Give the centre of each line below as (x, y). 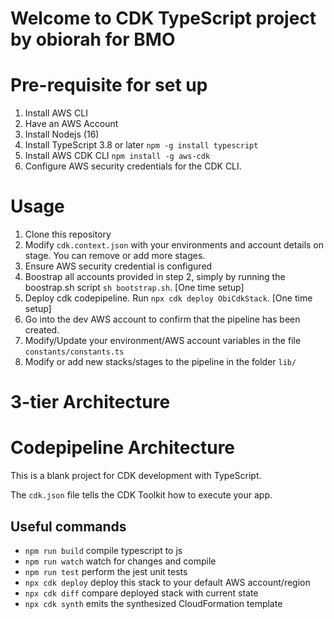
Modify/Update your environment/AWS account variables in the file (163, 341)
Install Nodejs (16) (62, 134)
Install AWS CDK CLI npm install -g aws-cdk (117, 156)
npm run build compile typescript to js (103, 550)
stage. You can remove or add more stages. (115, 256)
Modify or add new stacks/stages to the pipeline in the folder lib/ (160, 362)
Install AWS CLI (56, 113)
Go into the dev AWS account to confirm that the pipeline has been (162, 319)
